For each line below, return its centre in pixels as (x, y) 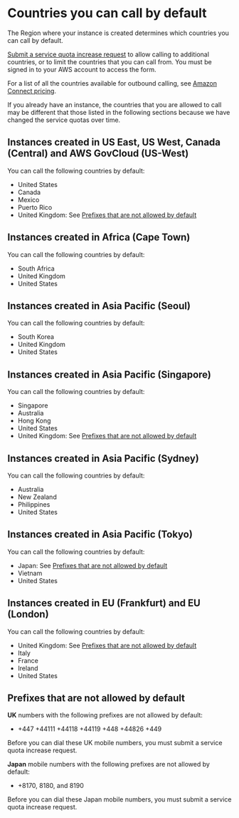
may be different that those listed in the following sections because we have (119, 112)
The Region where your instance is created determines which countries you (118, 33)
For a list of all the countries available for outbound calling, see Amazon (112, 83)
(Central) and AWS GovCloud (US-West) (98, 154)
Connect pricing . (32, 91)
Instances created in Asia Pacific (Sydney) (103, 458)
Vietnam (30, 573)
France (28, 660)
